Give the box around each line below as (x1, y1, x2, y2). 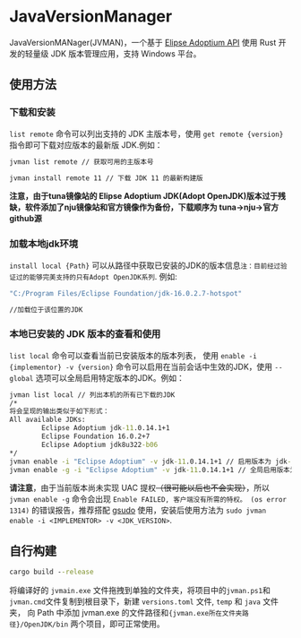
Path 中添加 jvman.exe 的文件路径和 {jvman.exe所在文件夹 (37, 608, 243, 618)
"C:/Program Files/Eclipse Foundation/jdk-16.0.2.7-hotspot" (9, 289, 243, 297)
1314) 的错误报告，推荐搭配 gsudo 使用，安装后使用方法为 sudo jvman (9, 504, 267, 516)
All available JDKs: (9, 415, 87, 425)
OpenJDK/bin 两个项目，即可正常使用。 (23, 618, 165, 629)
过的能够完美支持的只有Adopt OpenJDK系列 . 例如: (15, 271, 177, 281)
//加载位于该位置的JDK (9, 305, 83, 315)
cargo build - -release (9, 567, 94, 577)
